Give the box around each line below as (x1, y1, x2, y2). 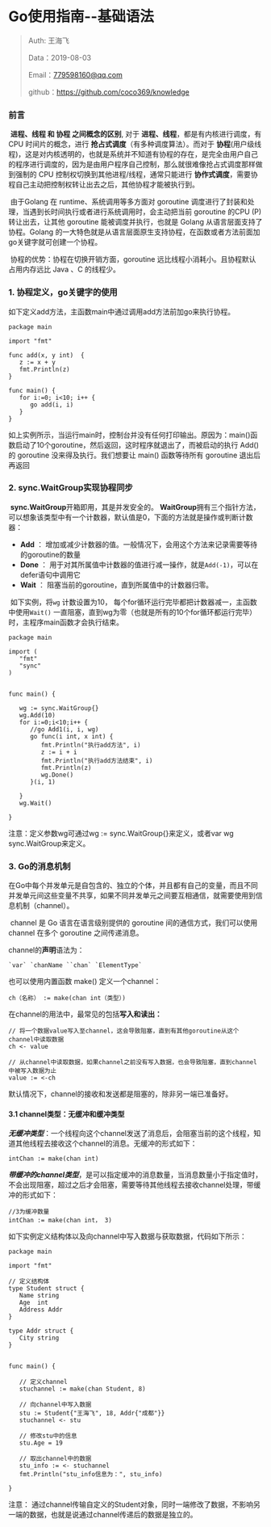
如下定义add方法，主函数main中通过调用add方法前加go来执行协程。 (8, 306, 236, 316)
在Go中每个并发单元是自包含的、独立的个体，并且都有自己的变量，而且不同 (8, 881, 258, 890)
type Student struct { (8, 1285, 85, 1293)
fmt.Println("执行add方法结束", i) (40, 756, 153, 764)
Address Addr (19, 1306, 63, 1314)
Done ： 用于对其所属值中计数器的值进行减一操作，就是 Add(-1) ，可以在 (19, 559, 259, 570)
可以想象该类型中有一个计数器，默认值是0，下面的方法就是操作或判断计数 (8, 512, 253, 522)
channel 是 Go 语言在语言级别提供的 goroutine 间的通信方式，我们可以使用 (10, 918, 258, 928)
